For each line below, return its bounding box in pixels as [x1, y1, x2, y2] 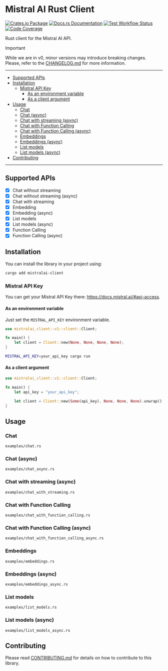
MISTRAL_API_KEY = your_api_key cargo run [5, 354, 91, 359]
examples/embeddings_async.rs [5, 582, 68, 587]
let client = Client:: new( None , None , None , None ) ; [14, 340, 124, 345]
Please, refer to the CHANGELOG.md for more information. [5, 60, 126, 66]
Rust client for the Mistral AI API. [5, 35, 72, 41]
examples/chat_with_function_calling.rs [5, 513, 91, 518]
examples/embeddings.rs [5, 559, 55, 564]
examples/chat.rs [5, 444, 41, 449]
